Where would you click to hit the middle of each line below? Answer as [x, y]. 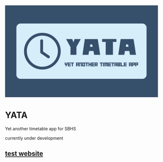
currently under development [34, 138]
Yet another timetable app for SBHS [41, 129]
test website [24, 153]
